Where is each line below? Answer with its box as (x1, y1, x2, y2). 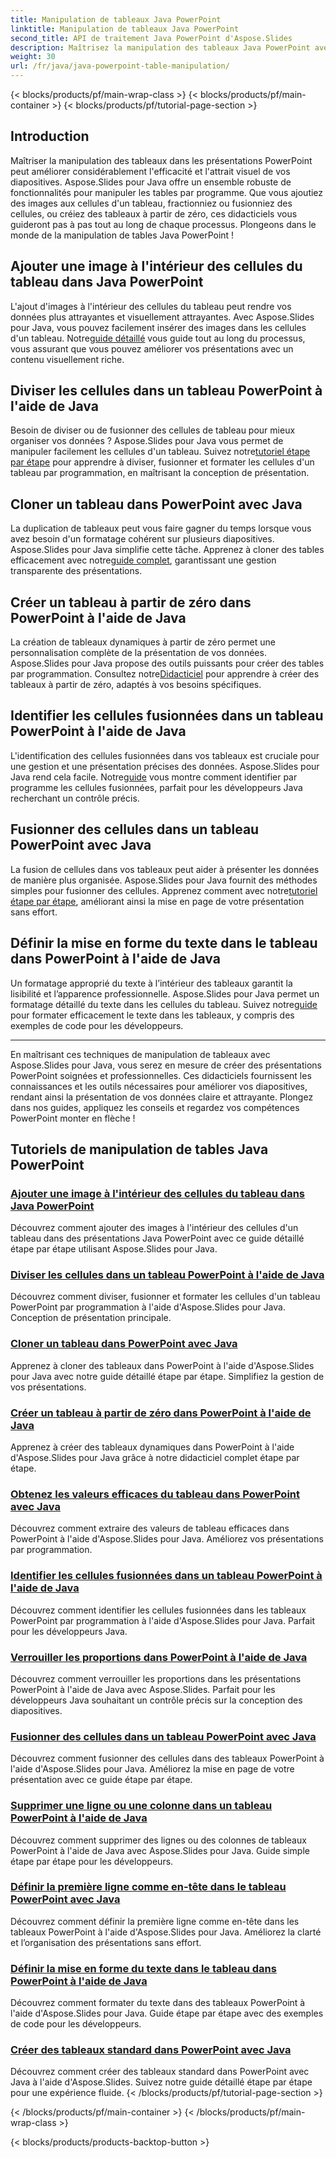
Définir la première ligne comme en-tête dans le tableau (10, 1880, 287, 1894)
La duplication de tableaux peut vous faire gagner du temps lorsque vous (10, 522, 312, 535)
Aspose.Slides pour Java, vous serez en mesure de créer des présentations (10, 1059, 323, 1071)
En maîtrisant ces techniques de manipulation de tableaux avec (10, 1048, 271, 1060)
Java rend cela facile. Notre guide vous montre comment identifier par (10, 771, 298, 783)
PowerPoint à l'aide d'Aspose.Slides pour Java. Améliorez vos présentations (10, 1533, 324, 1545)
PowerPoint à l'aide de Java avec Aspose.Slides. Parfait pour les (10, 1683, 276, 1695)
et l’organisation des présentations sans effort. (10, 1936, 202, 1948)
